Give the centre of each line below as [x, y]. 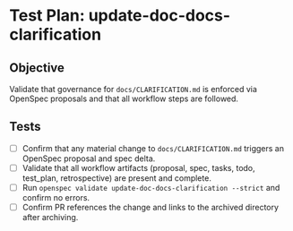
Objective [37, 68]
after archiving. [50, 218]
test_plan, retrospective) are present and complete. [117, 178]
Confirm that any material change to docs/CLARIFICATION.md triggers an [153, 148]
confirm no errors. [56, 197]
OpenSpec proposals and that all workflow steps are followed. [124, 98]
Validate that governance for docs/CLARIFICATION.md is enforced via [134, 89]
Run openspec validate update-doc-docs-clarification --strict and [151, 187]
